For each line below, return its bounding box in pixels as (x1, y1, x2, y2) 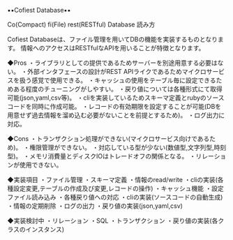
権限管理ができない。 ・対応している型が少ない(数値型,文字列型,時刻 (29, 143, 227, 151)
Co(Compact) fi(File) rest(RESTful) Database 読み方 (7, 20, 156, 29)
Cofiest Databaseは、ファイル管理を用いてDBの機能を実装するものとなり (7, 35, 218, 43)
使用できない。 (19, 160, 63, 169)
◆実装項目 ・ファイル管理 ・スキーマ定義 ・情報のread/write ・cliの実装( (7, 176, 218, 183)
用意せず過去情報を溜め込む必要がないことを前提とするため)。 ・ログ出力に (7, 111, 225, 119)
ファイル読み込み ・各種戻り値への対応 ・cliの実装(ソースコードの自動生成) (7, 193, 223, 201)
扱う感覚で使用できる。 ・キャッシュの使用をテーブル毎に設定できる (19, 76, 216, 84)
